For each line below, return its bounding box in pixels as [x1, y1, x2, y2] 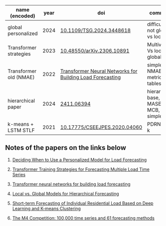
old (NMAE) [7, 74, 35, 80]
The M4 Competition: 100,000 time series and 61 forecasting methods [12, 215, 155, 221]
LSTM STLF [7, 127, 35, 134]
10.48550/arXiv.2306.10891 [60, 47, 130, 54]
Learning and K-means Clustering [12, 205, 81, 211]
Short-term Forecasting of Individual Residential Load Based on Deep [12, 200, 154, 206]
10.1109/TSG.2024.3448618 [60, 27, 131, 34]
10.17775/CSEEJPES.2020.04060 [60, 124, 142, 130]
